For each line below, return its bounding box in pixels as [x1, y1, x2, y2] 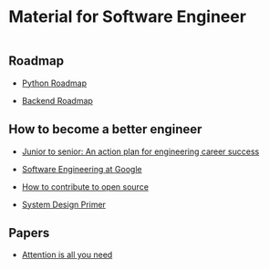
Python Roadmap [21, 78, 88, 88]
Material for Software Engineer [8, 6, 247, 27]
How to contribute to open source [21, 181, 150, 192]
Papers [8, 225, 50, 241]
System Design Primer [21, 199, 107, 210]
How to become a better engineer [8, 121, 202, 138]
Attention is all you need [21, 249, 113, 261]
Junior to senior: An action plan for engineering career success [21, 146, 260, 157]
